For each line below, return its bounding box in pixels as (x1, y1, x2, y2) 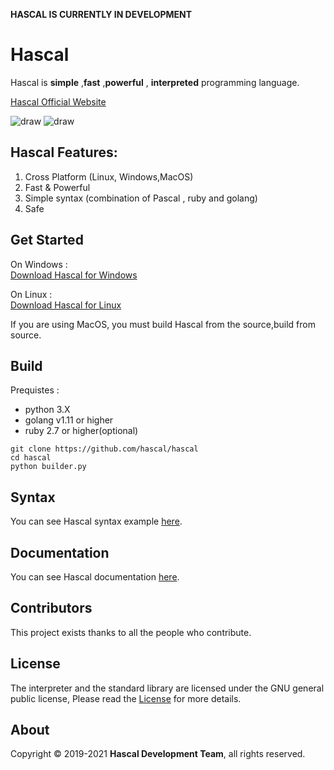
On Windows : (10, 258, 68, 270)
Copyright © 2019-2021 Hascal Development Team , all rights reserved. (10, 748, 306, 760)
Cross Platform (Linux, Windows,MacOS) (24, 170, 194, 183)
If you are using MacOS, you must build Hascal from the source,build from (10, 318, 316, 330)
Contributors (10, 600, 93, 617)
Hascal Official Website (10, 95, 107, 108)
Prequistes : (10, 384, 60, 396)
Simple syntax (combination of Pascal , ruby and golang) (24, 192, 258, 204)
